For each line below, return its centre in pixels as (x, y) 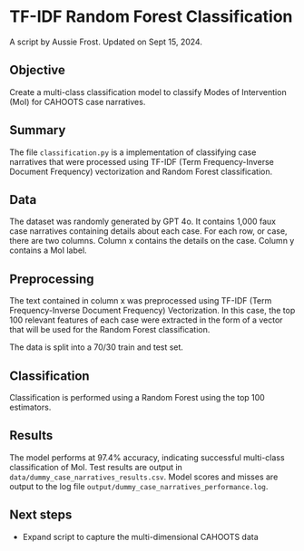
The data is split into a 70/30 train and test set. (97, 347)
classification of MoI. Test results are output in (96, 467)
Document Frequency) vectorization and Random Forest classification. (141, 171)
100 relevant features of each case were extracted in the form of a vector (146, 320)
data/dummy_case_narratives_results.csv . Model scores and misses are (144, 477)
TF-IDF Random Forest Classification (151, 17)
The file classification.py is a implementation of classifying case (133, 152)
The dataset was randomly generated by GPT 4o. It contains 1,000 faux (143, 222)
